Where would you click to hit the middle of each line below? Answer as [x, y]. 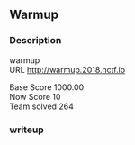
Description [36, 41]
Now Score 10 [35, 96]
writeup [27, 130]
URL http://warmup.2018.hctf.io [67, 69]
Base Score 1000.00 [47, 87]
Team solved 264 [42, 106]
